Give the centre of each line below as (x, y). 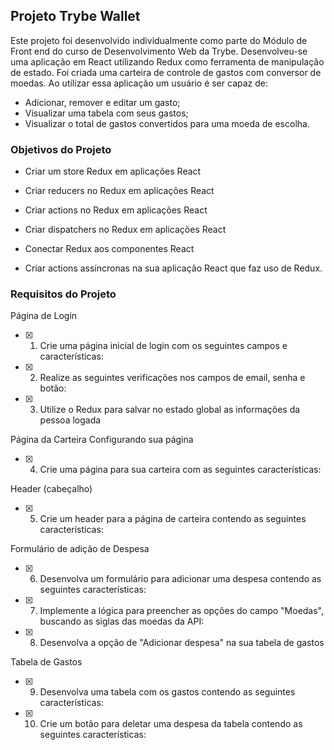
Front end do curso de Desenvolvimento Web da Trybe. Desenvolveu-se (159, 51)
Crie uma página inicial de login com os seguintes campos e (163, 346)
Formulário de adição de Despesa (80, 549)
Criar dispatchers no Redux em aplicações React (125, 230)
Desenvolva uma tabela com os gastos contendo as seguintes (167, 692)
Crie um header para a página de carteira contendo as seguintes (173, 519)
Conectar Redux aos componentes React (109, 249)
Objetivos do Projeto (61, 149)
